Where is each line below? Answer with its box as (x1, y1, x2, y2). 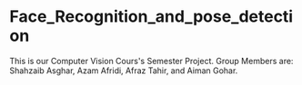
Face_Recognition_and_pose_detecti (9, 6, 294, 27)
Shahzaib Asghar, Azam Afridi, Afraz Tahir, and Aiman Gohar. (9, 65, 238, 76)
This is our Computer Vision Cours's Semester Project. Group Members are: (9, 55, 294, 66)
